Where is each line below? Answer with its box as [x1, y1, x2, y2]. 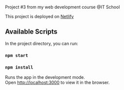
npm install [5, 64, 34, 70]
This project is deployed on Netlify [5, 14, 74, 19]
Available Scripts [5, 28, 57, 36]
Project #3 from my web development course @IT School [5, 4, 120, 10]
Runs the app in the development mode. [5, 74, 85, 80]
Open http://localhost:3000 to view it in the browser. [5, 80, 110, 86]
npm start [5, 53, 28, 58]
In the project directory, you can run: [5, 40, 78, 46]
